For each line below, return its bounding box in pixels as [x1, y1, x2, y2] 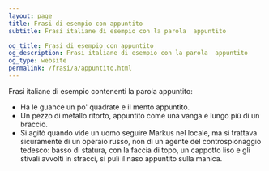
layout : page [8, 11, 53, 20]
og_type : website [8, 57, 67, 65]
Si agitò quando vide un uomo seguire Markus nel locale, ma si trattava [19, 127, 258, 138]
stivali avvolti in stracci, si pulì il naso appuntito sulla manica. [19, 153, 223, 163]
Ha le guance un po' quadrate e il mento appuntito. [19, 102, 190, 112]
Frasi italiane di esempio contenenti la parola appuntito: [8, 86, 193, 96]
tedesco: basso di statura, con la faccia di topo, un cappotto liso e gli [19, 145, 251, 155]
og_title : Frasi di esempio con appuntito [8, 41, 154, 49]
